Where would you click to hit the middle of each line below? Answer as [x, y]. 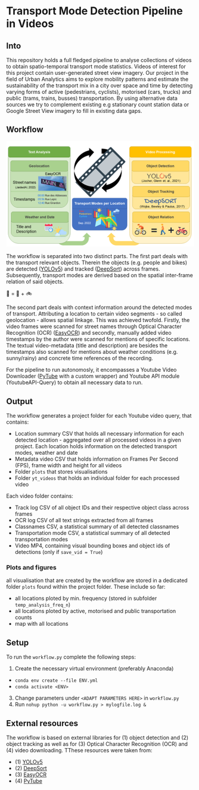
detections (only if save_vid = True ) [59, 552]
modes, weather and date [46, 453]
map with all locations [41, 624]
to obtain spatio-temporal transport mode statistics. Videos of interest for [96, 66]
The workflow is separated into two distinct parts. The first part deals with [97, 256]
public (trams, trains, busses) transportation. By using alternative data [92, 98]
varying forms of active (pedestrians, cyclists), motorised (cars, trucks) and [99, 92]
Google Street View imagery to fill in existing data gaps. [74, 111]
